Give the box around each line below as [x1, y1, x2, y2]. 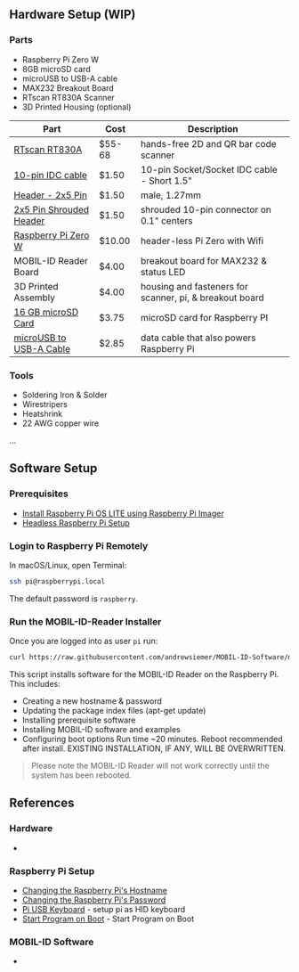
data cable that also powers [141, 331, 256, 344]
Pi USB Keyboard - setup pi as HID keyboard [21, 904, 186, 914]
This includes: [9, 679, 61, 690]
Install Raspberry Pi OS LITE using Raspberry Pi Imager [21, 508, 224, 519]
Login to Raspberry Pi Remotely [9, 539, 149, 551]
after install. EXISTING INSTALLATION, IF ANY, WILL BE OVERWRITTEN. [21, 743, 287, 754]
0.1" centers [141, 214, 193, 226]
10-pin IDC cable [13, 168, 87, 181]
